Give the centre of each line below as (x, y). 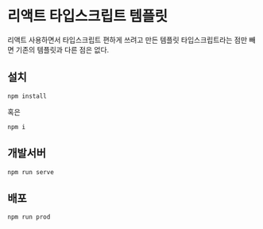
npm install (27, 96)
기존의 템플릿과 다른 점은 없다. (62, 49)
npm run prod (29, 217)
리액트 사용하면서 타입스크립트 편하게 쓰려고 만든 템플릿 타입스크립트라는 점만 (128, 40)
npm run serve (31, 172)
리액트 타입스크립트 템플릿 (88, 16)
